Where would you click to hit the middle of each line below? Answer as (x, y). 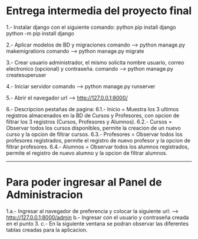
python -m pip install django (40, 33)
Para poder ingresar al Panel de (84, 182)
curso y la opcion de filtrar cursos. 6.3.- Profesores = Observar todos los (94, 134)
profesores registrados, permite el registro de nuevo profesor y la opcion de (98, 140)
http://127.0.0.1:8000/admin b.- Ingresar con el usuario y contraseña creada (98, 217)
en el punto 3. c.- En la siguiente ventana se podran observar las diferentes (98, 223)
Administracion (44, 195)
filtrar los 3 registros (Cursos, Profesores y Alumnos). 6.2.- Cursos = (89, 121)
